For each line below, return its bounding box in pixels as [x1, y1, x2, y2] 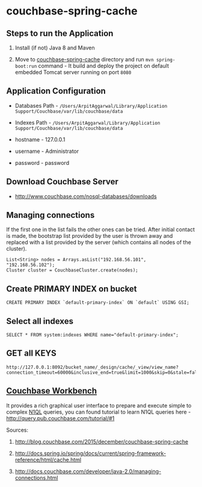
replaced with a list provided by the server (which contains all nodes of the [6, 239, 191, 246]
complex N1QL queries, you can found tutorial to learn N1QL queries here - [6, 408, 191, 415]
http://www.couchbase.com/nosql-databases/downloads [14, 193, 158, 200]
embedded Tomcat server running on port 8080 [14, 69, 132, 76]
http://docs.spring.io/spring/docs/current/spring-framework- [14, 450, 167, 457]
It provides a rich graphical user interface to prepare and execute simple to [6, 402, 192, 409]
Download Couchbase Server [6, 176, 119, 187]
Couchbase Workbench [6, 386, 97, 396]
